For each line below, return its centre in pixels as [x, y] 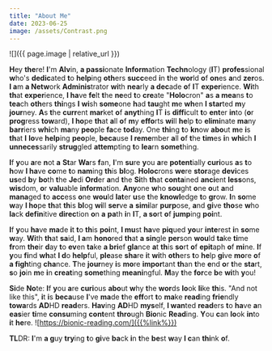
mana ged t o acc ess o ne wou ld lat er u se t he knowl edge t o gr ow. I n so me [133, 197]
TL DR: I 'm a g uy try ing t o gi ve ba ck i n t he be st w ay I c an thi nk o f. [119, 338]
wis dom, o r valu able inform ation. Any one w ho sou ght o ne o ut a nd [121, 188]
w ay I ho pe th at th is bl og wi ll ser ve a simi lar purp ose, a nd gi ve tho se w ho [134, 205]
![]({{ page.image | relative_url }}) [65, 54]
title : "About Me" [40, 16]
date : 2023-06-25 [38, 23]
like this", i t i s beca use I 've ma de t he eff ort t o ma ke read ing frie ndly [124, 297]
